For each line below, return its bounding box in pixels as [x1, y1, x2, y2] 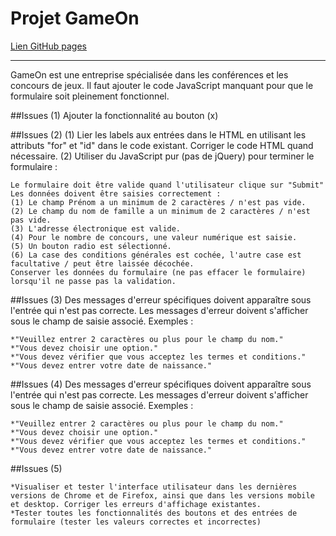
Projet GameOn [10, 7, 140, 30]
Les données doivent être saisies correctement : [10, 188, 222, 199]
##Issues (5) [10, 462, 63, 474]
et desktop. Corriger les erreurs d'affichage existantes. [10, 499, 262, 509]
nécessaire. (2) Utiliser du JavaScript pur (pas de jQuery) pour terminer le [10, 150, 315, 162]
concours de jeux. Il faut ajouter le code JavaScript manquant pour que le [10, 79, 314, 91]
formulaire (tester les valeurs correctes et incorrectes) [10, 517, 262, 527]
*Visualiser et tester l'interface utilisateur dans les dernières [10, 482, 298, 492]
